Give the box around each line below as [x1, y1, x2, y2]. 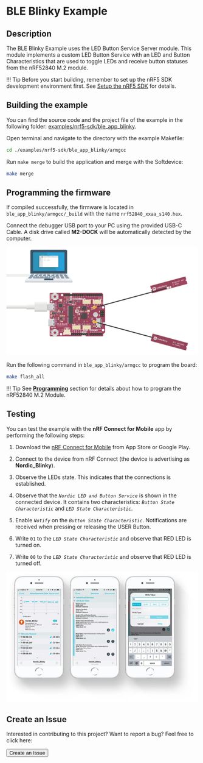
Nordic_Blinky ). [15, 461, 55, 469]
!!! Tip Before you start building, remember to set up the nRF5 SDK [6, 76, 172, 83]
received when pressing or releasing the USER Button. [15, 523, 151, 530]
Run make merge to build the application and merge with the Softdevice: [6, 158, 184, 165]
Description [6, 29, 52, 39]
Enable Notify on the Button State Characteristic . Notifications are [15, 516, 187, 523]
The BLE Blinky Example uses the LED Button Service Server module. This [6, 44, 192, 52]
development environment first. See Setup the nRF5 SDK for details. [6, 82, 176, 90]
